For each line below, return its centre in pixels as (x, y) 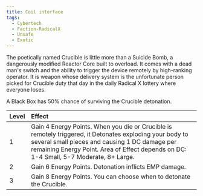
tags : (13, 18)
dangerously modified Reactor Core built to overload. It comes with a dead (99, 64)
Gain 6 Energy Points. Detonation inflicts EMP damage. (108, 167)
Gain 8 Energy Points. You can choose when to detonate (111, 177)
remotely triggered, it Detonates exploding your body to (110, 134)
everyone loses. (26, 90)
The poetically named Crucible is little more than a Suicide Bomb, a (90, 57)
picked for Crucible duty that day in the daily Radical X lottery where (91, 83)
